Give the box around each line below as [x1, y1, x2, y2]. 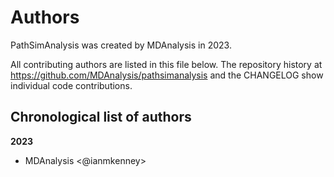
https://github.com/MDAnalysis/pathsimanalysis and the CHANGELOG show [10, 69, 324, 81]
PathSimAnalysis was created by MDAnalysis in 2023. [10, 39, 232, 51]
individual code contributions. [10, 79, 133, 91]
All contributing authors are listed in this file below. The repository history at [10, 58, 323, 70]
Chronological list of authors [10, 109, 192, 126]
